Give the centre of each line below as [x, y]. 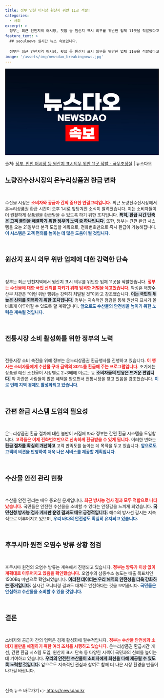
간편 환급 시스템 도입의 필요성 [47, 411]
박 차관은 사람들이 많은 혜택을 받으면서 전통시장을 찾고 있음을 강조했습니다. [82, 379]
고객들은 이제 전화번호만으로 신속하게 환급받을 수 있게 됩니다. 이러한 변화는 [86, 440]
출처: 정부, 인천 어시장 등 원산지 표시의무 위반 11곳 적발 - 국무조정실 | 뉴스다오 [79, 163]
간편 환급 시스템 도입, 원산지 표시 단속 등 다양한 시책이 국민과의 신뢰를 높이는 [84, 652]
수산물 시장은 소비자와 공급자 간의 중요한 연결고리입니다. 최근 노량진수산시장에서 [81, 202]
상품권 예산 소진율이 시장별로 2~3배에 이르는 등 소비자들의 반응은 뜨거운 [73, 373]
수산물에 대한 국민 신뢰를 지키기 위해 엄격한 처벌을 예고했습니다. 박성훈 [76, 288]
